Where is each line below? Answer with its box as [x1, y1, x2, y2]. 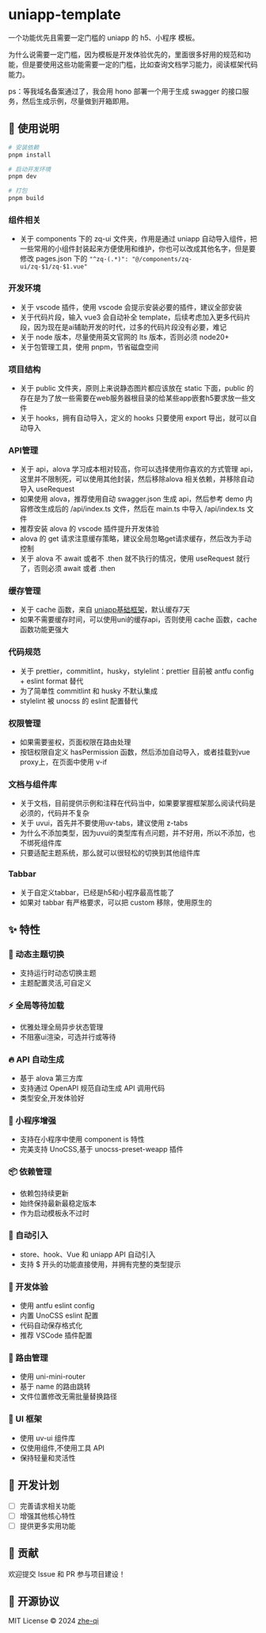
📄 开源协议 [8, 1594, 59, 1608]
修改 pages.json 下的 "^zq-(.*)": [19, 254, 129, 264]
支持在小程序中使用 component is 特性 [19, 1134, 145, 1145]
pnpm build [8, 195, 44, 203]
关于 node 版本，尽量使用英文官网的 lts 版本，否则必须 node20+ [19, 332, 230, 342]
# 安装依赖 [8, 143, 40, 152]
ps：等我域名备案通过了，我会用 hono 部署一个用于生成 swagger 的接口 [8, 86, 243, 96]
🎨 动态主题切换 [8, 948, 65, 959]
